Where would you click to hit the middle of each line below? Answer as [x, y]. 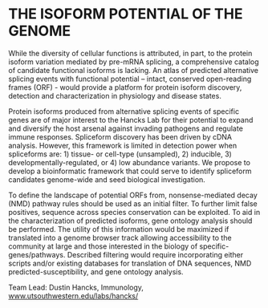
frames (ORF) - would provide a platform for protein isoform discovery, [125, 87]
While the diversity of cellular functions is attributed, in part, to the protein [130, 53]
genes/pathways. [37, 254]
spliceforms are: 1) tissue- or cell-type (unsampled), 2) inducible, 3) [120, 154]
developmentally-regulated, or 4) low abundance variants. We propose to [130, 162]
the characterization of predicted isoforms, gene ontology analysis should [130, 221]
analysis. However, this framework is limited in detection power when [123, 145]
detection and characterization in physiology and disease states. [115, 95]
